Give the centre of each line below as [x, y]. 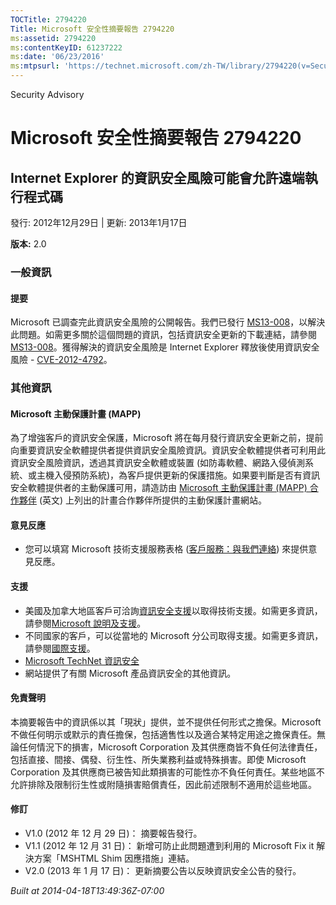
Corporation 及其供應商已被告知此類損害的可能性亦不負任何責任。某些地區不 [167, 772]
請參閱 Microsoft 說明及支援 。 [85, 623]
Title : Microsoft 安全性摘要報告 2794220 [92, 29]
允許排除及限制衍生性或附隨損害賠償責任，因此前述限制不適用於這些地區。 [163, 784]
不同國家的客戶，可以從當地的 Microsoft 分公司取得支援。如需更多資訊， [174, 635]
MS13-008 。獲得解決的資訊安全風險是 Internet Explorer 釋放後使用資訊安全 [165, 347]
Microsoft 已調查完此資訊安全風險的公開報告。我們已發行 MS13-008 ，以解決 [168, 322]
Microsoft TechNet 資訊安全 [82, 660]
